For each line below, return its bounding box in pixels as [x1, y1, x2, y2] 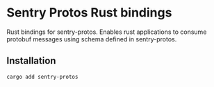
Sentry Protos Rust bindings [6, 5, 172, 21]
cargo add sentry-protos [6, 73, 79, 80]
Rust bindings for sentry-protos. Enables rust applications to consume [6, 28, 207, 36]
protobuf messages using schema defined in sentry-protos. [6, 35, 177, 43]
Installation [6, 55, 56, 67]
